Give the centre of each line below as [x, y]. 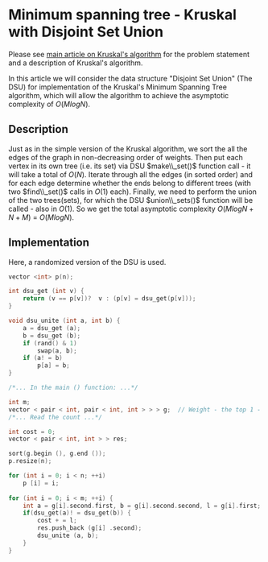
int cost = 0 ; [32, 432]
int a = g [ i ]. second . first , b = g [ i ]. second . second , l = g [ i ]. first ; [142, 506]
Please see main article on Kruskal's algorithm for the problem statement [129, 54]
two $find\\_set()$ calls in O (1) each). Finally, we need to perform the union [133, 192]
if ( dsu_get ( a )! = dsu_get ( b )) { [77, 513]
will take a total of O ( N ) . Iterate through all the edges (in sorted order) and [131, 174]
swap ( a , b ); [58, 351]
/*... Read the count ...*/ [56, 417]
